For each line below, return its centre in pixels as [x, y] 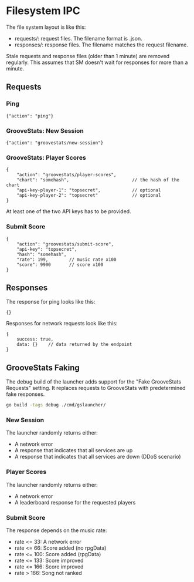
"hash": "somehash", [42, 254]
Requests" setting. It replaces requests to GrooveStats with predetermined [96, 388]
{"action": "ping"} [30, 116]
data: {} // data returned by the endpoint [74, 345]
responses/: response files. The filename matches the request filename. [101, 45]
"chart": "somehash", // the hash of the [98, 180]
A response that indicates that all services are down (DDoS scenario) [98, 457]
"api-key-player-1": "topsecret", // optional [89, 190]
